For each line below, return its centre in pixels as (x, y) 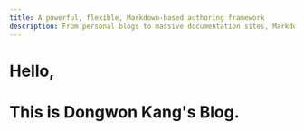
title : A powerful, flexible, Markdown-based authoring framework (137, 18)
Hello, (32, 71)
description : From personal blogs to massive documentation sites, (139, 26)
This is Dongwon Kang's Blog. (124, 112)
